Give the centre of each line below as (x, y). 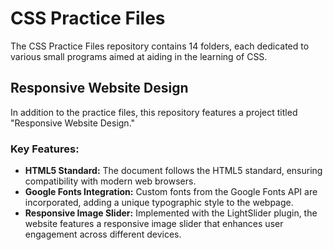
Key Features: (45, 149)
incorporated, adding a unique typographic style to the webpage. (159, 203)
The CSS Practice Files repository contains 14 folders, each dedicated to (160, 46)
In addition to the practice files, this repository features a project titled (154, 112)
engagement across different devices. (103, 234)
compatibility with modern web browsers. (110, 181)
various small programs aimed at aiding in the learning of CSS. (139, 56)
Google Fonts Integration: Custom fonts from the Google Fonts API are (171, 192)
